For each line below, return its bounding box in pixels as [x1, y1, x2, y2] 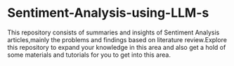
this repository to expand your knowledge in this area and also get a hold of [7, 43, 226, 51]
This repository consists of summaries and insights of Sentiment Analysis [7, 28, 220, 37]
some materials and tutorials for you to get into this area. [7, 51, 171, 59]
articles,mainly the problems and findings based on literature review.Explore [7, 35, 227, 44]
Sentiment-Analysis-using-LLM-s [7, 5, 209, 21]
